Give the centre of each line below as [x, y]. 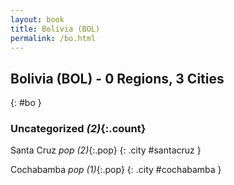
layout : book [37, 19]
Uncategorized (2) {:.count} [78, 129]
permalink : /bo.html [53, 38]
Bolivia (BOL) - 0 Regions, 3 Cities [117, 78]
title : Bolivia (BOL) [55, 29]
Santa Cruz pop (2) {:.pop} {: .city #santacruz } [106, 150]
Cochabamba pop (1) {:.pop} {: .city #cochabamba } [116, 170]
